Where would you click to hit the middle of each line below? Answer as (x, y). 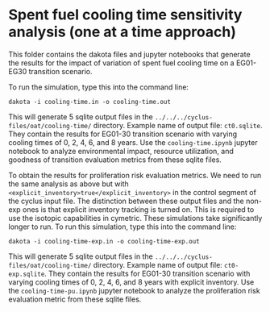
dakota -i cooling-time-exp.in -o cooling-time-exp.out (104, 241)
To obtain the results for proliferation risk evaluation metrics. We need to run (135, 175)
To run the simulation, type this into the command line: (99, 87)
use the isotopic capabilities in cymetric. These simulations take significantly (135, 218)
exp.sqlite (27, 274)
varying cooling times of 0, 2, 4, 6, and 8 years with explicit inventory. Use (131, 282)
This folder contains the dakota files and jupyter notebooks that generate (130, 54)
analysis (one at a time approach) (122, 32)
